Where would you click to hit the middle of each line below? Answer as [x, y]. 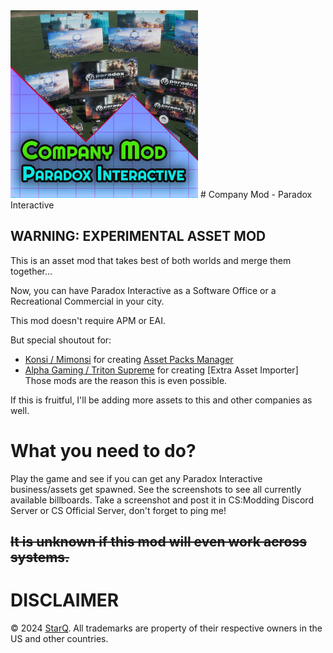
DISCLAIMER [65, 600]
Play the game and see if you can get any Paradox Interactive [136, 478]
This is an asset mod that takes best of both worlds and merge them [151, 260]
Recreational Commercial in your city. [87, 301]
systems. [40, 557]
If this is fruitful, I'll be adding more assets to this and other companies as [161, 400]
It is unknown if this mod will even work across [158, 542]
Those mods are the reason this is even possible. [126, 380]
